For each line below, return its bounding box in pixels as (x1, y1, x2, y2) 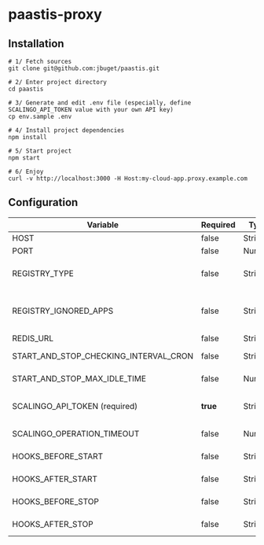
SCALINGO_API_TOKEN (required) (12, 400, 138, 411)
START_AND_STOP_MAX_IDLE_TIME (12, 373, 147, 384)
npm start (8, 154, 41, 162)
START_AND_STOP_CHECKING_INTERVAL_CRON (12, 350, 194, 361)
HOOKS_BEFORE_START (12, 451, 104, 462)
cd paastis (8, 85, 44, 93)
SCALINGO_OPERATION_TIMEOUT (12, 428, 140, 439)
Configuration (8, 196, 79, 209)
